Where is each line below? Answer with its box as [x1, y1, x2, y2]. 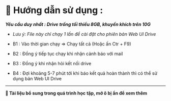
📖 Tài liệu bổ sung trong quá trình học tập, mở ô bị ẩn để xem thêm [5, 90, 148, 96]
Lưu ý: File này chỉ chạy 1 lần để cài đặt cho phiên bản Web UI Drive [12, 31, 156, 37]
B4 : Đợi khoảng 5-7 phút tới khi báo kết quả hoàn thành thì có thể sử [12, 70, 158, 76]
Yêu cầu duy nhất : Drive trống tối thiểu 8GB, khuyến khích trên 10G [5, 21, 151, 27]
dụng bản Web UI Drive [12, 75, 62, 81]
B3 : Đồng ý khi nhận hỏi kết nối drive [12, 60, 92, 66]
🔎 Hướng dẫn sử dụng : [5, 5, 103, 16]
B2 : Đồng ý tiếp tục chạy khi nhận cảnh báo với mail [12, 50, 123, 57]
